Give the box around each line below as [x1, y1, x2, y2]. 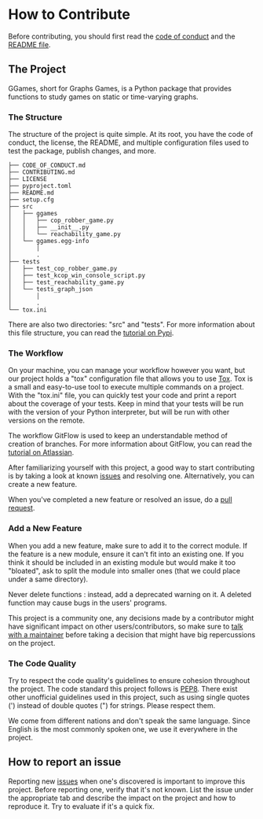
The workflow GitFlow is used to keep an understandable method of [8, 431, 228, 441]
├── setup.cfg [8, 196, 55, 204]
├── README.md [8, 189, 55, 197]
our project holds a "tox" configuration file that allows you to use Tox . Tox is [8, 374, 254, 383]
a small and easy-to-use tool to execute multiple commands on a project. [8, 382, 245, 392]
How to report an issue [8, 755, 122, 769]
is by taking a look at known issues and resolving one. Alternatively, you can [8, 471, 255, 481]
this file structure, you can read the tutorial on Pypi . [8, 328, 174, 338]
